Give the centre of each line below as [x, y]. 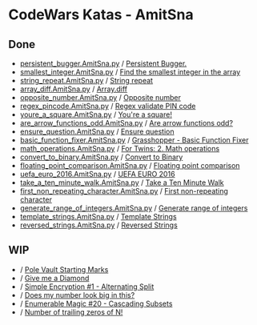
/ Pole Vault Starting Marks [64, 269]
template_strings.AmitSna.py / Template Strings [98, 217]
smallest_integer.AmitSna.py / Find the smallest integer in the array [130, 72]
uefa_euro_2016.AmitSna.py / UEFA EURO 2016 [97, 174]
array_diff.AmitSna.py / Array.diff [74, 89]
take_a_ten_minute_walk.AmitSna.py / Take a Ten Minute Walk [122, 183]
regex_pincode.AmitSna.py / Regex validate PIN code [108, 106]
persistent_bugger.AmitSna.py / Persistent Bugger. [103, 63]
